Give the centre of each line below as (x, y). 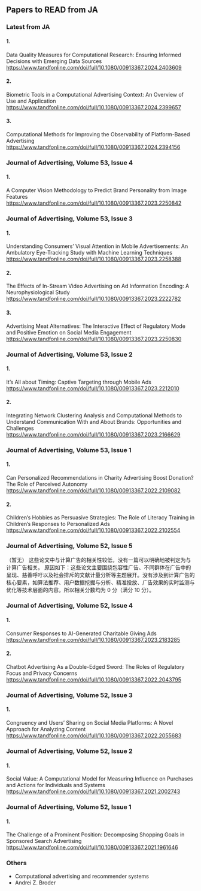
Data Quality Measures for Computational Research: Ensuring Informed (94, 55)
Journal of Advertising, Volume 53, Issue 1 (69, 450)
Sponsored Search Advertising (44, 841)
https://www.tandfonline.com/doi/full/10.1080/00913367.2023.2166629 (93, 434)
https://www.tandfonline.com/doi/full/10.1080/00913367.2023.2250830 (94, 339)
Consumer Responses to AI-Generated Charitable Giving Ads (81, 633)
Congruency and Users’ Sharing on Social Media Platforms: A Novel (90, 722)
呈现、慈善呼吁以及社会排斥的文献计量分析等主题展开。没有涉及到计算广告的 (100, 575)
